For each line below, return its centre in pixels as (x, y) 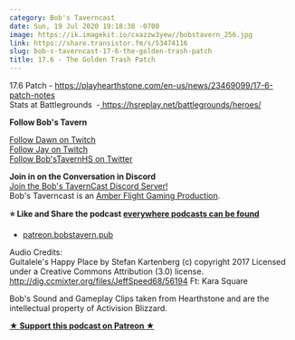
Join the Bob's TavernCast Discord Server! (89, 186)
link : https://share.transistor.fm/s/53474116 (99, 43)
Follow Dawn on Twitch (53, 140)
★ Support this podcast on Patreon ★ (82, 326)
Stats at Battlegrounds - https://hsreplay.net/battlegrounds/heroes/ (135, 104)
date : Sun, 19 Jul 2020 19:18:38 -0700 (85, 26)
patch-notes (33, 95)
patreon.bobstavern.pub (68, 235)
